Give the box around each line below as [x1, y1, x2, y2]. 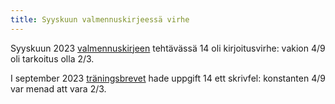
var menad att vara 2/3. [10, 82, 107, 95]
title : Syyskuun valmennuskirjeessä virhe [10, 14, 190, 25]
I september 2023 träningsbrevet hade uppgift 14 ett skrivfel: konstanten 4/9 [10, 72, 326, 84]
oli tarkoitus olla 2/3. [10, 52, 95, 65]
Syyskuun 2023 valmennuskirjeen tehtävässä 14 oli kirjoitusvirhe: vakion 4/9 [10, 42, 326, 54]
